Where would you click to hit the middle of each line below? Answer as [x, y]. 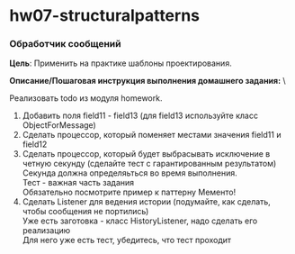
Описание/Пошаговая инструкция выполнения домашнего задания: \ [147, 81]
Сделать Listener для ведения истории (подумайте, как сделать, [147, 202]
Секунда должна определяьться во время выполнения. [130, 173]
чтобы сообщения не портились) [85, 212]
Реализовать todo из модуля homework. [86, 98]
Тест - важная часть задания [78, 183]
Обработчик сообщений [65, 44]
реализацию [46, 231]
